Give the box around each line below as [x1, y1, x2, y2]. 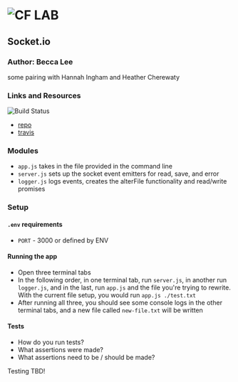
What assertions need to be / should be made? [17, 353, 155, 361]
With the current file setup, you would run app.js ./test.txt [17, 290, 196, 299]
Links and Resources [7, 90, 81, 100]
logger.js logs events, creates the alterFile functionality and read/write [17, 177, 227, 186]
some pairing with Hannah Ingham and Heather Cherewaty [7, 73, 180, 81]
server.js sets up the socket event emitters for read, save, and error [17, 169, 219, 178]
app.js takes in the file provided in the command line [17, 162, 173, 171]
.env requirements [7, 220, 63, 228]
